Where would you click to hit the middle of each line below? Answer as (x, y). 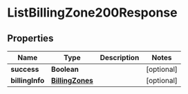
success (25, 69)
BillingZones (72, 81)
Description (120, 58)
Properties (30, 38)
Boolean (65, 69)
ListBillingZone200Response (92, 13)
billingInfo (28, 81)
